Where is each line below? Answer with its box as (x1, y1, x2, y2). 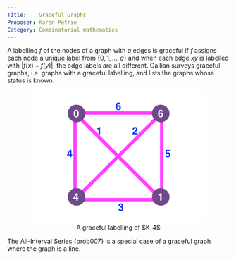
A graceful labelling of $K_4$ (76, 223, 161, 232)
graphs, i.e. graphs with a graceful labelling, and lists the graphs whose (7, 69, 215, 78)
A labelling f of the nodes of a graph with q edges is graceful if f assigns (7, 47, 217, 55)
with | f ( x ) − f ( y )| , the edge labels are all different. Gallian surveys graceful (7, 61, 221, 70)
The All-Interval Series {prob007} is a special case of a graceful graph (7, 237, 211, 246)
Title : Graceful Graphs (7, 11, 87, 18)
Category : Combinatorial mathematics (7, 26, 118, 33)
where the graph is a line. (7, 244, 81, 253)
